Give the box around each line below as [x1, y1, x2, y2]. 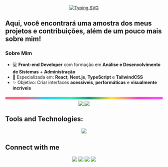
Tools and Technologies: [5, 115, 83, 123]
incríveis [12, 85, 31, 91]
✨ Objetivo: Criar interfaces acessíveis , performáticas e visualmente [12, 79, 157, 85]
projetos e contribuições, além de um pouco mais [5, 27, 162, 35]
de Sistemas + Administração [12, 68, 76, 74]
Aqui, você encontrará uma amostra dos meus [5, 19, 152, 27]
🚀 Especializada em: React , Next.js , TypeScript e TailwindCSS [12, 74, 143, 80]
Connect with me [5, 143, 60, 152]
